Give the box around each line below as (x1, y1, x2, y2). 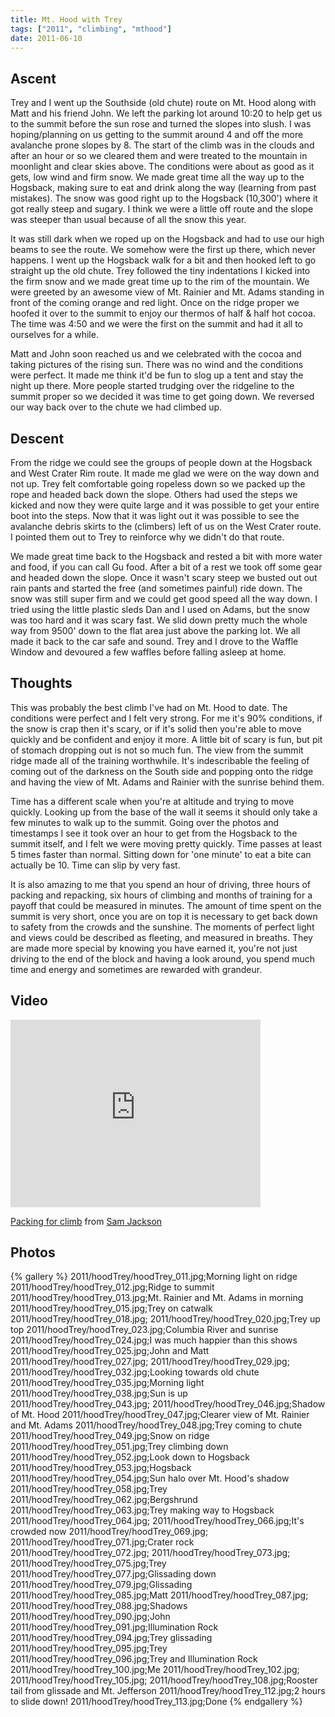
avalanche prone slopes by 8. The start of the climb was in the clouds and (10, 139, 315, 151)
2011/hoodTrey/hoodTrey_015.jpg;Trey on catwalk (10, 1302, 213, 1315)
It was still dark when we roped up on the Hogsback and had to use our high (10, 233, 325, 245)
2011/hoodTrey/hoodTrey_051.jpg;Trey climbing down (10, 1441, 229, 1453)
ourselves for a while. (10, 329, 99, 341)
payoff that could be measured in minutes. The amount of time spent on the (10, 899, 322, 911)
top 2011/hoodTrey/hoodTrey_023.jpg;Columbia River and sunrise (10, 1324, 279, 1336)
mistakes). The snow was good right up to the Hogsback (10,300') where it (10, 192, 318, 205)
